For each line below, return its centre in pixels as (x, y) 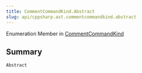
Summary (24, 52)
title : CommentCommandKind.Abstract (50, 11)
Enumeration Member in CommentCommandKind (65, 33)
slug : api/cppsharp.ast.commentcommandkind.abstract (71, 17)
